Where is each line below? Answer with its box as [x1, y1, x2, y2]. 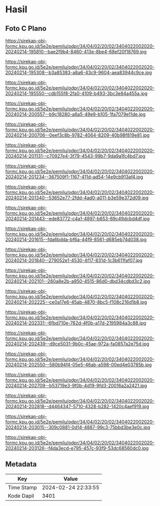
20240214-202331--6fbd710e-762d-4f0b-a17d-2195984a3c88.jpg [5, 320, 146, 326]
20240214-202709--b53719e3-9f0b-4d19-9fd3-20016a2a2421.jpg [5, 383, 147, 388]
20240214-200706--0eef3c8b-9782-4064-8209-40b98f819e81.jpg [5, 132, 150, 138]
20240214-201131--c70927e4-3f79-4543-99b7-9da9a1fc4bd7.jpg [5, 153, 146, 159]
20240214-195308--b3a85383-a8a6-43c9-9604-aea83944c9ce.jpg [5, 69, 152, 76]
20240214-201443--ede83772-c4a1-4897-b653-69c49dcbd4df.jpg [5, 216, 150, 221]
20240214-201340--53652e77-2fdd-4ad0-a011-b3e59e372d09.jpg [5, 195, 149, 201]
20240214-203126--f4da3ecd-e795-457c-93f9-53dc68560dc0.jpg [5, 445, 149, 451]
